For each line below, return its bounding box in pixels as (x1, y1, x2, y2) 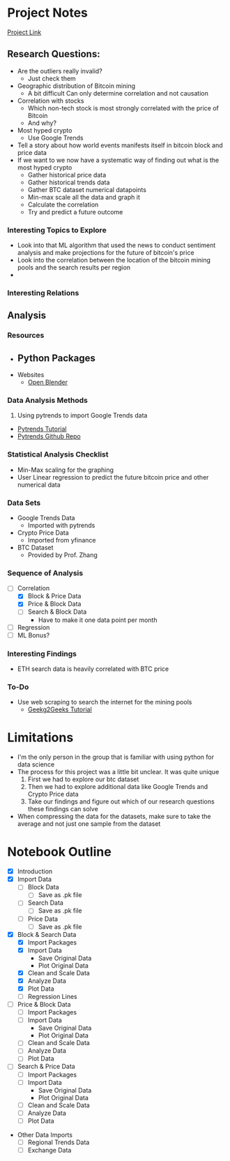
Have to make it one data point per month (38, 616, 158, 624)
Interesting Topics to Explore (7, 225, 107, 235)
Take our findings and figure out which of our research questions (27, 797, 215, 806)
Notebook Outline (7, 844, 112, 860)
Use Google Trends (27, 133, 84, 142)
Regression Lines (27, 993, 78, 1000)
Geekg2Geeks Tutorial (27, 705, 92, 713)
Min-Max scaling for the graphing (17, 466, 114, 474)
